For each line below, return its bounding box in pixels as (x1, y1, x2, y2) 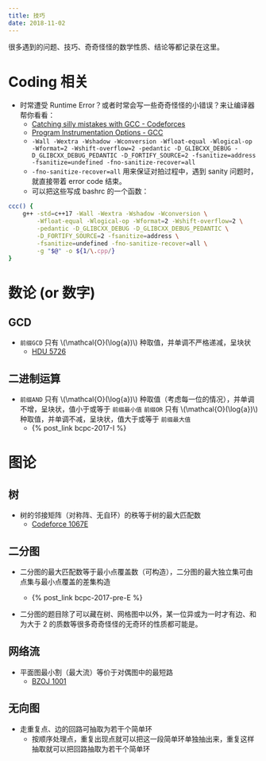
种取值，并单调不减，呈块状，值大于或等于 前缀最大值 (19, 415, 191, 424)
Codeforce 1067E (31, 519, 89, 529)
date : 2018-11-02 (8, 19, 66, 27)
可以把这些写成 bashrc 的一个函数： (31, 186, 149, 196)
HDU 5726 (31, 347, 66, 357)
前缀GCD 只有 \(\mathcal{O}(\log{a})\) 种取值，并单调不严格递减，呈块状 (19, 338, 252, 347)
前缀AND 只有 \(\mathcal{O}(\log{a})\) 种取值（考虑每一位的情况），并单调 (19, 395, 255, 404)
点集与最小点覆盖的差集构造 (19, 577, 111, 587)
